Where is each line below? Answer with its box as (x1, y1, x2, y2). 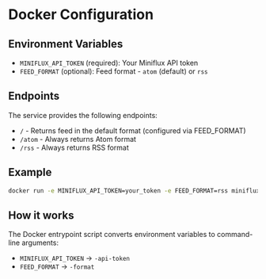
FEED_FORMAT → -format (19, 262, 95, 271)
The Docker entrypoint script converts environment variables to (8, 230, 215, 239)
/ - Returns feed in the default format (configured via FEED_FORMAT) (19, 125, 247, 136)
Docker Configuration (8, 6, 154, 24)
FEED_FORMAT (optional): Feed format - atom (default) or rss (19, 67, 208, 76)
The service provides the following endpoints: (8, 110, 158, 120)
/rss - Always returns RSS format (19, 143, 129, 152)
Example (8, 166, 52, 179)
